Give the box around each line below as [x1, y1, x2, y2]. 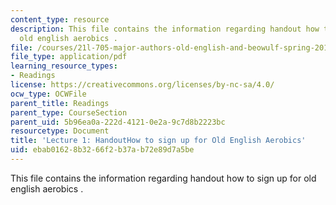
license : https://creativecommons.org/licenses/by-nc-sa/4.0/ [10, 80, 275, 90]
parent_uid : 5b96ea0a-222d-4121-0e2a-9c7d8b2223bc [10, 117, 226, 127]
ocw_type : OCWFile [10, 89, 87, 99]
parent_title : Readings [10, 98, 110, 108]
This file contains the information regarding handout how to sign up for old [10, 172, 317, 184]
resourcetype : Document [10, 126, 110, 136]
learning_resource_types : [10, 61, 118, 71]
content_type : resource [10, 14, 110, 25]
